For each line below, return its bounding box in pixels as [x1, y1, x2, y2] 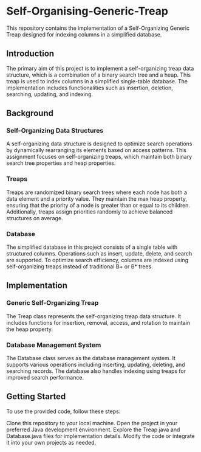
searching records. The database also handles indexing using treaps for [6, 367, 186, 375]
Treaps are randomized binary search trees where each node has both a [6, 189, 187, 196]
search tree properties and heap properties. [6, 159, 116, 167]
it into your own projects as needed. [6, 439, 97, 446]
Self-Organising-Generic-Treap [6, 4, 169, 18]
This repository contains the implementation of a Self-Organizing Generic [6, 24, 190, 32]
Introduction [6, 49, 55, 59]
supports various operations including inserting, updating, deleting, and [6, 361, 185, 369]
